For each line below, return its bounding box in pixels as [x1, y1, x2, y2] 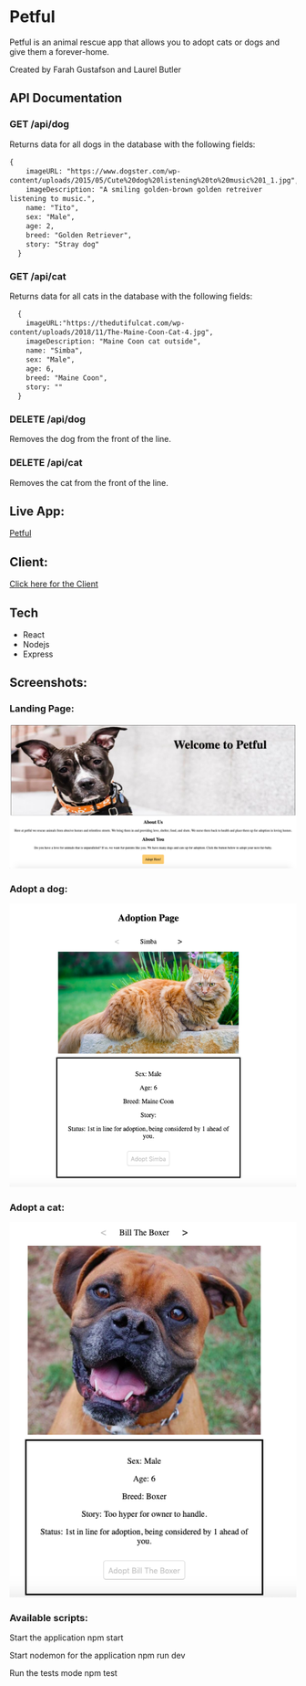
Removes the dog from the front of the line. [9, 434, 171, 445]
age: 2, [25, 221, 55, 230]
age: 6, [25, 364, 55, 374]
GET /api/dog [9, 118, 70, 131]
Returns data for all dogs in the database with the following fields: [9, 139, 256, 150]
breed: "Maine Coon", [25, 373, 107, 383]
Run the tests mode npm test [9, 1668, 118, 1679]
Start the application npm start [9, 1632, 124, 1643]
